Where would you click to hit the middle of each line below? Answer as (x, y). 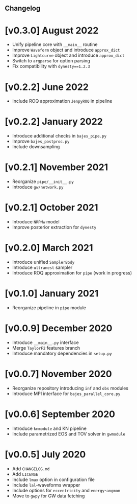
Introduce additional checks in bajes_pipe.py (59, 136)
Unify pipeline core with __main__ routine (55, 44)
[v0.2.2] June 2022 (47, 87)
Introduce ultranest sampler (42, 267)
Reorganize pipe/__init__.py (43, 181)
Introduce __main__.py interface (46, 342)
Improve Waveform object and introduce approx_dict (66, 50)
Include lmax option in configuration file (53, 479)
